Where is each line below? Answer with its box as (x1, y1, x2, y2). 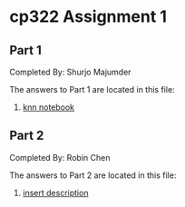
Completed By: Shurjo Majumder (9, 66, 131, 77)
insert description (22, 187, 89, 198)
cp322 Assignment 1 (9, 6, 168, 27)
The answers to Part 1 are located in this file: (9, 84, 175, 94)
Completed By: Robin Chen (9, 152, 111, 163)
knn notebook (22, 102, 75, 113)
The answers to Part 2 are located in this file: (9, 170, 177, 181)
